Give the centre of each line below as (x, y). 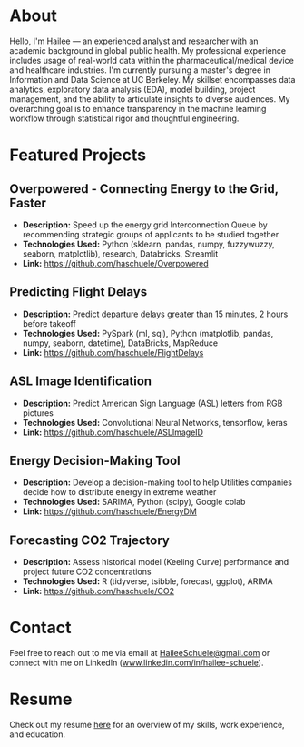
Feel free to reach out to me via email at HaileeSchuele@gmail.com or (140, 653)
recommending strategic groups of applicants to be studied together (151, 234)
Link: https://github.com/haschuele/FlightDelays (113, 352)
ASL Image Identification (81, 382)
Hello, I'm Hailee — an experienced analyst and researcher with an (134, 41)
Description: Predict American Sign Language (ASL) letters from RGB (152, 403)
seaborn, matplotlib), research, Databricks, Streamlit (120, 253)
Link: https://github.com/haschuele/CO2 (98, 591)
